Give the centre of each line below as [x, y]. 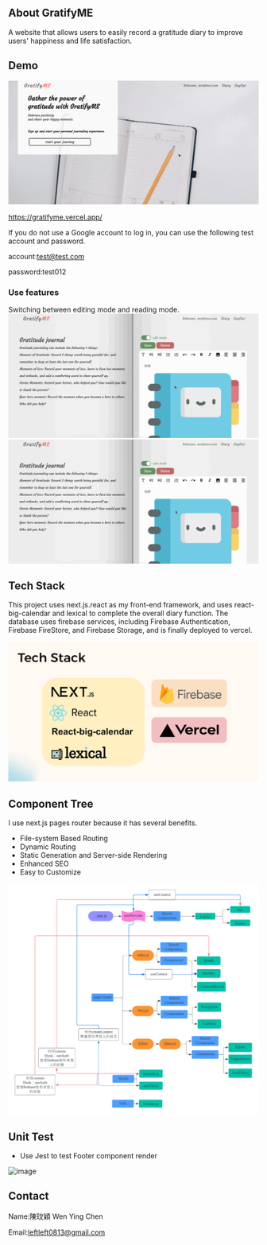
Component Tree [51, 803]
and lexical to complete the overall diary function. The [140, 613]
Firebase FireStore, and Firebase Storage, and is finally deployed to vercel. [130, 630]
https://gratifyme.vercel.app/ [56, 217]
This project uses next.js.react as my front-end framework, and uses [120, 605]
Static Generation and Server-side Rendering [93, 855]
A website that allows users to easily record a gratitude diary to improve [126, 32]
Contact [29, 1196]
